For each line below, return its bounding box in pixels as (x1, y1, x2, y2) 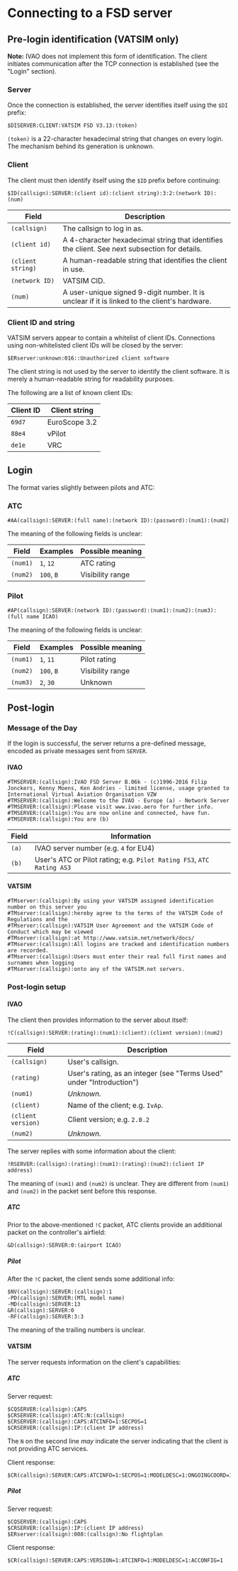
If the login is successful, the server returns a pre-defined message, (7, 739, 207, 748)
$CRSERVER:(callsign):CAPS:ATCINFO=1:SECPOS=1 (7, 1418, 147, 1425)
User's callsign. (67, 1057, 119, 1067)
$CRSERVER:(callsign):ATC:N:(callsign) (7, 1411, 125, 1419)
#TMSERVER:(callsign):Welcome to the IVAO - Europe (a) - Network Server (7, 797, 230, 804)
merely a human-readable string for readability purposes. (7, 374, 175, 383)
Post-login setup (7, 982, 66, 992)
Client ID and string (7, 317, 75, 327)
